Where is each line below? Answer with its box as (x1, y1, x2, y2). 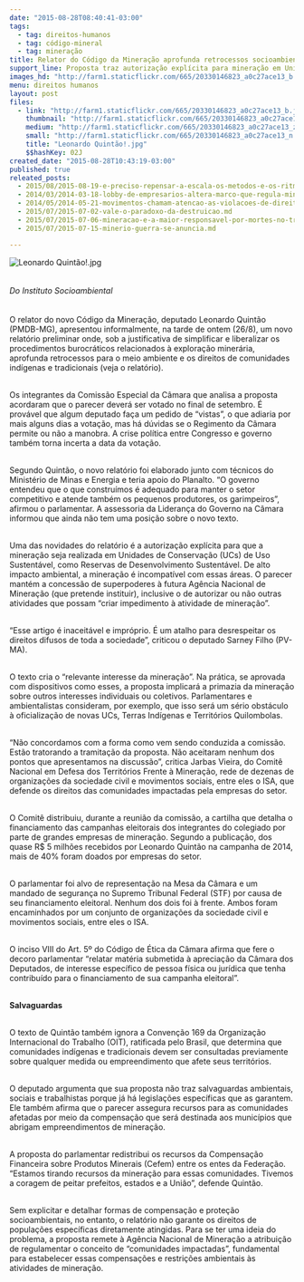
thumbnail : (25, 114, 67, 123)
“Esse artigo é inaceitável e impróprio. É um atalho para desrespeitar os (9, 624, 276, 635)
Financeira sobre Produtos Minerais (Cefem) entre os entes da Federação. (9, 1158, 287, 1169)
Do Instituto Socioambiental (9, 284, 113, 295)
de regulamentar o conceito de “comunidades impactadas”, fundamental (9, 1243, 280, 1254)
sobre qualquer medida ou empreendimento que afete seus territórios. (9, 1055, 272, 1066)
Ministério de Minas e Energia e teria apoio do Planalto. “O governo (9, 474, 260, 485)
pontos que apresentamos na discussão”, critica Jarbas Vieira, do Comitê (9, 756, 283, 766)
